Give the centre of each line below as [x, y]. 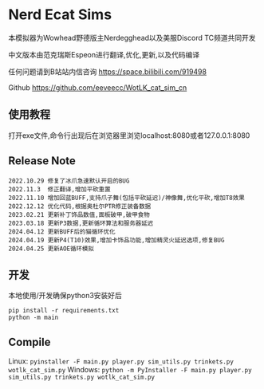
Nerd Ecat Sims [60, 15]
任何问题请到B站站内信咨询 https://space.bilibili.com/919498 [108, 71]
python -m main [33, 318]
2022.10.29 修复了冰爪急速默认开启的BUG [69, 181]
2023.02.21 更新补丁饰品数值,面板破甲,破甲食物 [79, 214]
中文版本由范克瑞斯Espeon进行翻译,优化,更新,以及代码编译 [104, 54]
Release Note [42, 161]
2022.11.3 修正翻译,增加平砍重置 [59, 189]
